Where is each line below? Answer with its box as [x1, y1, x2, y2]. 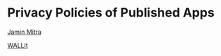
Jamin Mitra [7, 28, 42, 36]
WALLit [7, 41, 28, 49]
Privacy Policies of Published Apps [7, 5, 215, 21]
